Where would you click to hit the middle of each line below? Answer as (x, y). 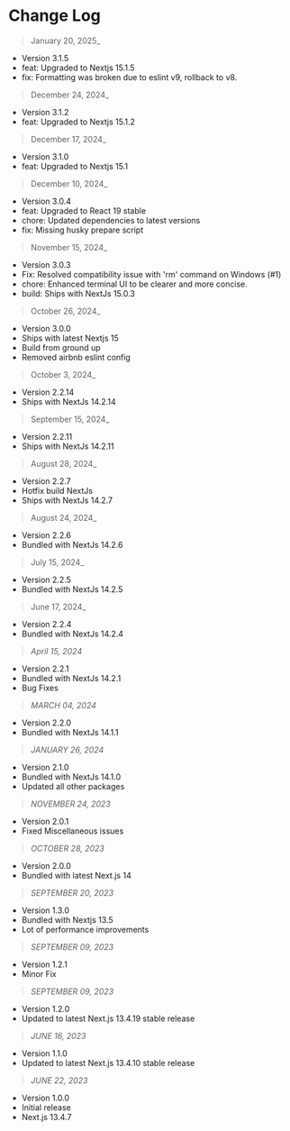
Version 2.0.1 (45, 821)
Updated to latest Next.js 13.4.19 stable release (108, 1018)
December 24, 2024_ (70, 95)
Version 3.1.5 (45, 58)
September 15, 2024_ (70, 419)
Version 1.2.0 (45, 1008)
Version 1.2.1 (45, 964)
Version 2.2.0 (46, 723)
